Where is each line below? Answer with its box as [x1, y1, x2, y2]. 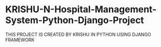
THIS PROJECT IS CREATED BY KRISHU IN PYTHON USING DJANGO [5, 31, 152, 37]
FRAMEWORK [5, 37, 35, 43]
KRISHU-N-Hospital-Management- [5, 4, 157, 15]
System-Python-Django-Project [5, 14, 144, 26]
